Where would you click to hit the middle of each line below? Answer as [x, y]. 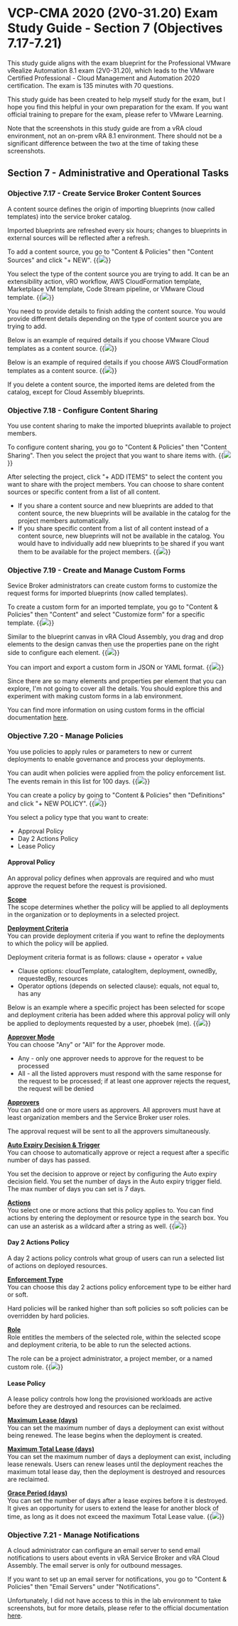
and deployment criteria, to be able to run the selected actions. [99, 1345]
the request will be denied [56, 1088]
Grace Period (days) [38, 1493]
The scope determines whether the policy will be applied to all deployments [118, 906]
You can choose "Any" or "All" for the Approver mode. [86, 1044]
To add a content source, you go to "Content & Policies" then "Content [110, 251]
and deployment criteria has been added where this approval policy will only [119, 1014]
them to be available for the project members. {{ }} [94, 551]
